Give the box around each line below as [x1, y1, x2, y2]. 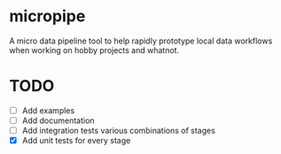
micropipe [9, 6, 86, 27]
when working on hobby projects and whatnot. [9, 44, 180, 55]
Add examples [21, 104, 75, 116]
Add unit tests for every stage [21, 135, 131, 146]
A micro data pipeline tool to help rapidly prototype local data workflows [9, 35, 273, 46]
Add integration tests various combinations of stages [21, 126, 215, 135]
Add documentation [21, 115, 95, 126]
